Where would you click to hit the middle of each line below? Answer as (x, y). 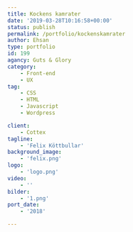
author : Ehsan (28, 40)
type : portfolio (31, 47)
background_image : (34, 152)
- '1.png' (35, 198)
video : (17, 178)
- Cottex (33, 132)
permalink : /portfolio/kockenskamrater (66, 34)
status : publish (31, 27)
